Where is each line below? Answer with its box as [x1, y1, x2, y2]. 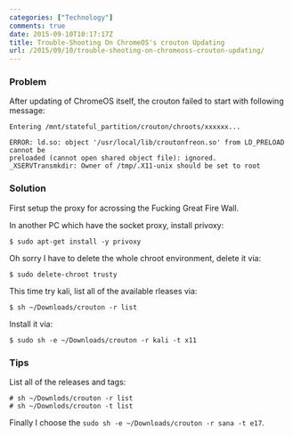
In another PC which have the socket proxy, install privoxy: [9, 219, 224, 230]
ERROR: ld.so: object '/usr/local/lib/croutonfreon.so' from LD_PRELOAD [9, 138, 285, 147]
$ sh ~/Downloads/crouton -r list [9, 302, 138, 312]
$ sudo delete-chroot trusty [9, 269, 118, 279]
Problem [9, 76, 47, 88]
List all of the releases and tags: [9, 376, 126, 388]
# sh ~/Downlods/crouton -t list [9, 402, 134, 411]
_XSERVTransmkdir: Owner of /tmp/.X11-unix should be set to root [9, 161, 261, 170]
